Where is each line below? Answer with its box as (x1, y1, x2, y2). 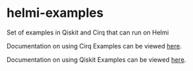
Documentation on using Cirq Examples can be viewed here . (6, 41, 182, 50)
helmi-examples (6, 5, 104, 21)
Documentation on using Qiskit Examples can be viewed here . (6, 55, 187, 64)
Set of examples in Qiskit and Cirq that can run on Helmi (6, 28, 170, 37)
